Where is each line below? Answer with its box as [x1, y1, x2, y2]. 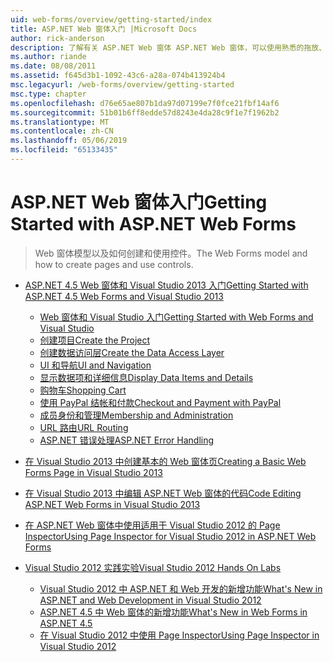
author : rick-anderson [10, 33, 105, 43]
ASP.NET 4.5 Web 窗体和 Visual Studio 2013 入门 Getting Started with [24, 279, 309, 291]
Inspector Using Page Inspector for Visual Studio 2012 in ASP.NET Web [24, 530, 317, 542]
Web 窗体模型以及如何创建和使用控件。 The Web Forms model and [34, 247, 308, 259]
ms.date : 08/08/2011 [10, 61, 97, 71]
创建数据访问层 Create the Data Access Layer [39, 346, 225, 358]
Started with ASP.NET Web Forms [10, 213, 297, 236]
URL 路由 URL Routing [39, 421, 129, 433]
